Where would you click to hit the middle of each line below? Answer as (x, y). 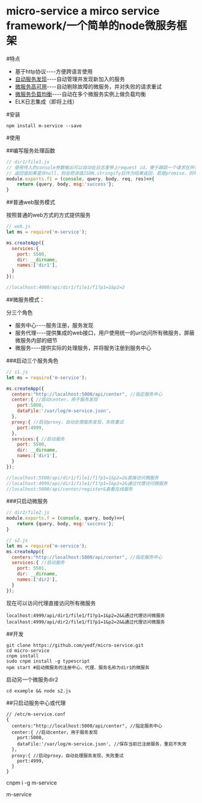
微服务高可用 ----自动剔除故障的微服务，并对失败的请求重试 (88, 86)
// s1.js (17, 372)
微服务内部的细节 (36, 340)
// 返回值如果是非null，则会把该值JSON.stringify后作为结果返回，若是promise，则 (100, 173)
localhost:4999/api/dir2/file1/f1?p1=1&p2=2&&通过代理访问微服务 (86, 622)
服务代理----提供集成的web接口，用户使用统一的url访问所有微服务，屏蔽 (105, 333)
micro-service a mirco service (83, 11)
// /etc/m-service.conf (36, 714)
